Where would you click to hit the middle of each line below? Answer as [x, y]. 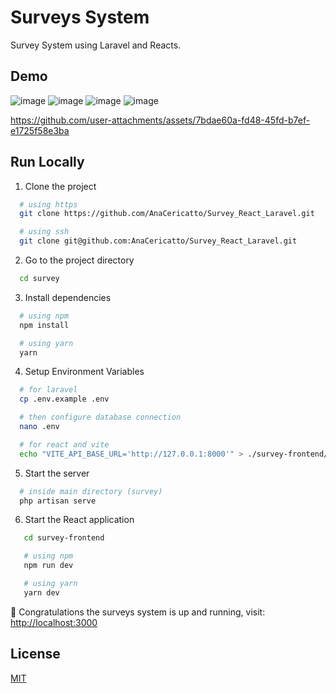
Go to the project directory [79, 260]
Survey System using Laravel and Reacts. [96, 45]
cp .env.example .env [64, 399]
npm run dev [48, 566]
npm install [44, 325]
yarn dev [41, 592]
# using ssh [44, 232]
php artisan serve [58, 501]
